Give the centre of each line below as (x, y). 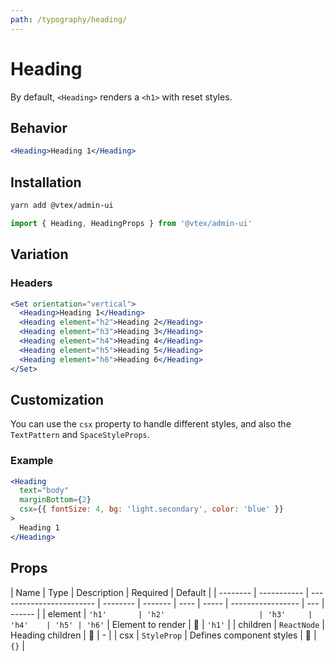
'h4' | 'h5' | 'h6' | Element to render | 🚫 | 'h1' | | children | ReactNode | (167, 624)
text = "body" (44, 491)
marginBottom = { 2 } (55, 500)
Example (32, 461)
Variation (39, 254)
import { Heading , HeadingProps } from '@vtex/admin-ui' (131, 223)
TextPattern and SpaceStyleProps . (80, 435)
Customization (57, 399)
